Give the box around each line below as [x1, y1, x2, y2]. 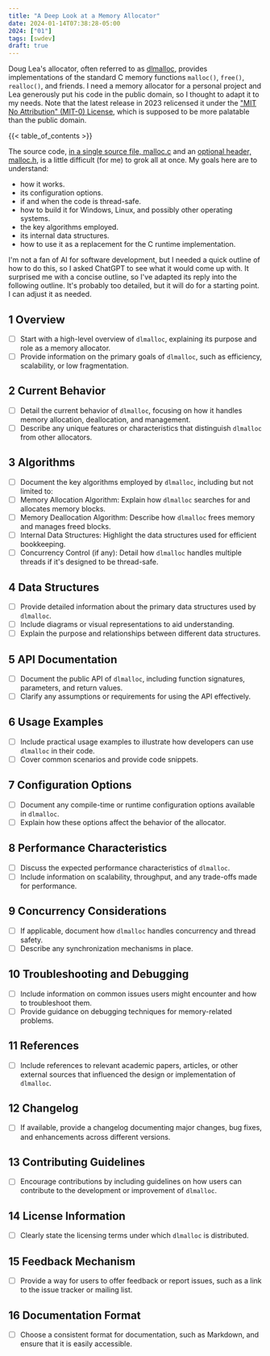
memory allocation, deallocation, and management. [19, 415, 191, 424]
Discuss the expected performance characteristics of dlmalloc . [19, 862, 231, 872]
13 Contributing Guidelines [8, 1155, 146, 1169]
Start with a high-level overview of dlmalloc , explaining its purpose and [19, 334, 257, 344]
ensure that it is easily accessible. [19, 1339, 133, 1348]
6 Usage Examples [8, 716, 104, 729]
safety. [19, 935, 44, 945]
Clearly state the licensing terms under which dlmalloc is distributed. [19, 1231, 249, 1241]
